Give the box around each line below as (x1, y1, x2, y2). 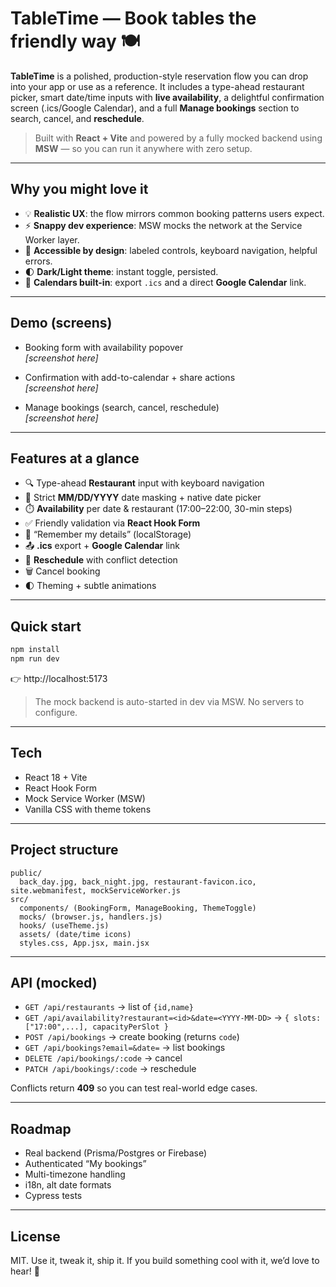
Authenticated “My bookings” (24, 1158, 147, 1170)
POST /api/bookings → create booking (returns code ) (24, 1031, 240, 1043)
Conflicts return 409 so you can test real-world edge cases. (10, 1082, 258, 1094)
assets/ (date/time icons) (19, 929, 132, 939)
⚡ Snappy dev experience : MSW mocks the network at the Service (24, 219, 303, 231)
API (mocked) (10, 974, 98, 991)
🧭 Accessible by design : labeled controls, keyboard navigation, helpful (24, 244, 318, 256)
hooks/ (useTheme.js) (19, 920, 110, 931)
